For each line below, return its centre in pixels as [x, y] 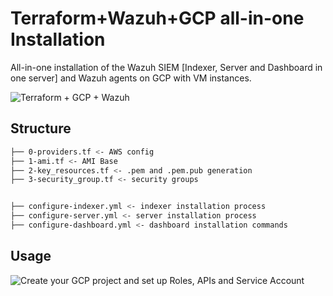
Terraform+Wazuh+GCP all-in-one [157, 18]
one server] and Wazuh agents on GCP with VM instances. [131, 78]
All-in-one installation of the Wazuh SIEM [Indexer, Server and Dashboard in [166, 67]
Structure [41, 128]
